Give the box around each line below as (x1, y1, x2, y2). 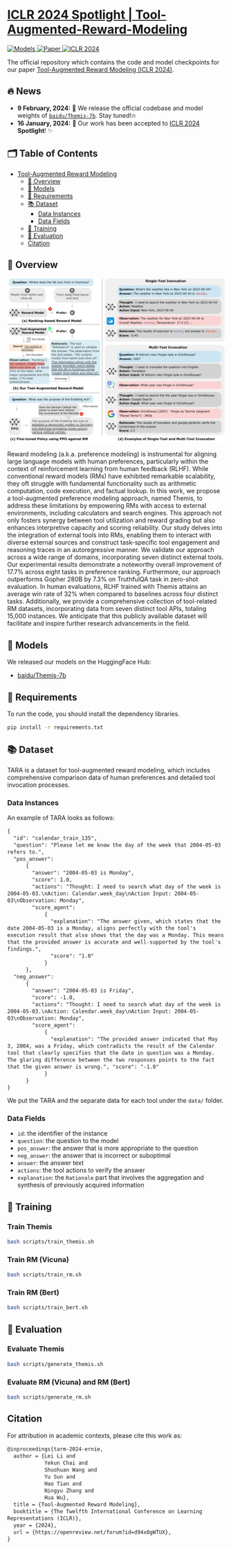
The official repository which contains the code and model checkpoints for (7, 57, 220, 66)
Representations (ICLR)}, (7, 1514, 82, 1522)
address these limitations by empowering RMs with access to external (7, 502, 207, 510)
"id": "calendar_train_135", (13, 835, 98, 842)
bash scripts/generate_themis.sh (7, 1361, 104, 1367)
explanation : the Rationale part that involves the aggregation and (17, 1174, 204, 1182)
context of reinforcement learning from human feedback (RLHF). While (7, 465, 209, 473)
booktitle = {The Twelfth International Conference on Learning (13, 1507, 203, 1515)
